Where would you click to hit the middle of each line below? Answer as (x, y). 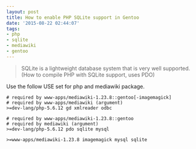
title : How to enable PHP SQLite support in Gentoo (73, 17)
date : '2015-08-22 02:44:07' (43, 23)
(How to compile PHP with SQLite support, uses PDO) (88, 74)
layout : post (23, 12)
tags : (13, 29)
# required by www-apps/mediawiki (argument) (64, 103)
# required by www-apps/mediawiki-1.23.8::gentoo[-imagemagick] (89, 97)
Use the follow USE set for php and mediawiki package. (76, 86)
